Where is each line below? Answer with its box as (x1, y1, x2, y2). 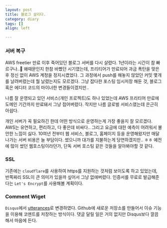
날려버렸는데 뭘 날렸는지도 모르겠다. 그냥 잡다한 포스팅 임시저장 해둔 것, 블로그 (10, 78, 162, 85)
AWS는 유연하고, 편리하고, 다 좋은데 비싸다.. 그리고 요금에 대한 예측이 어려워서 (5, 124, 157, 130)
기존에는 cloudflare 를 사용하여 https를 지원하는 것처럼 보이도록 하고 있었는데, (5, 168, 158, 174)
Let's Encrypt (14, 181, 44, 186)
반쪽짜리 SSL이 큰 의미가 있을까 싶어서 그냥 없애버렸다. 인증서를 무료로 (5, 174, 142, 180)
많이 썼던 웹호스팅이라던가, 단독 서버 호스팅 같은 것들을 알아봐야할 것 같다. (10, 143, 154, 149)
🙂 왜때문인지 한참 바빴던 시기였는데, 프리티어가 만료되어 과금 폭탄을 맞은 (19, 66, 160, 72)
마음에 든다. (14, 218, 37, 224)
